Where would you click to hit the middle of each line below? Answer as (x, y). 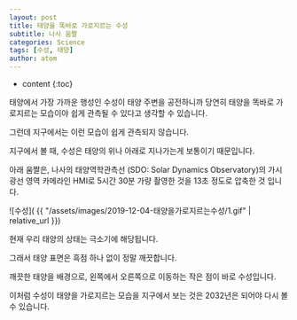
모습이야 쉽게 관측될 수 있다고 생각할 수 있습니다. (124, 113)
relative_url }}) (35, 221)
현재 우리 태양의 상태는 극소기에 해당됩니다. (84, 239)
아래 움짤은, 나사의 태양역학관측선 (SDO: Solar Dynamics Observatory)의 (137, 170)
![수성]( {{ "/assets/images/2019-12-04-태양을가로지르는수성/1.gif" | (130, 211)
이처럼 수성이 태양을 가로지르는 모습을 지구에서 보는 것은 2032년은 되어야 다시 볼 (148, 295)
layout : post (33, 17)
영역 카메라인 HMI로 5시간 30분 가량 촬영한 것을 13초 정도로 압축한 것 (145, 181)
